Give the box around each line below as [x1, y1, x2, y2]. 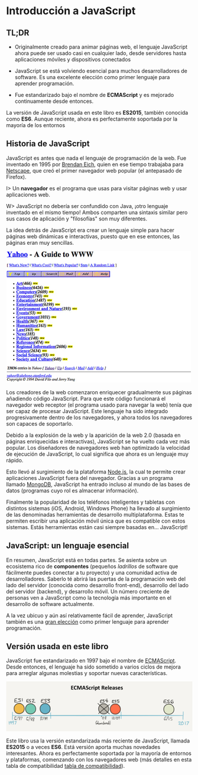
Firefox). [6, 173, 27, 180]
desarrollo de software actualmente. [6, 600, 95, 607]
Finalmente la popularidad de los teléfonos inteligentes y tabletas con [6, 498, 176, 505]
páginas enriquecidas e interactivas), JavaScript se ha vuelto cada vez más [6, 437, 190, 445]
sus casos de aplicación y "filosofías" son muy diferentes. [6, 215, 148, 222]
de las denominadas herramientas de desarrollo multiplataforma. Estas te [6, 511, 184, 518]
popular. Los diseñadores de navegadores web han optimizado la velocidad [6, 444, 190, 451]
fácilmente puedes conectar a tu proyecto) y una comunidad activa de [6, 569, 177, 576]
